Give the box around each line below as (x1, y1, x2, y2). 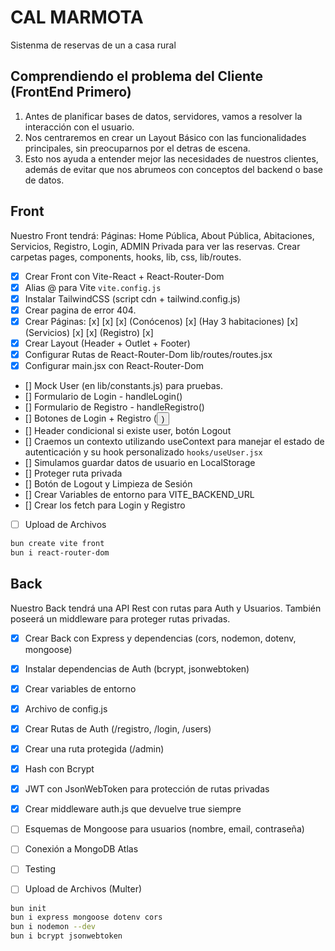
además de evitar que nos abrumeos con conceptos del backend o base (24, 163, 324, 175)
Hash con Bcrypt (24, 763, 95, 775)
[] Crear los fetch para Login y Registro (24, 499, 186, 511)
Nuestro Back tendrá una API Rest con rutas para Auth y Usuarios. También (10, 602, 322, 614)
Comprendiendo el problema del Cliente (10, 68, 264, 85)
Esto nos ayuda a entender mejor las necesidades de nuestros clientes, (24, 152, 319, 165)
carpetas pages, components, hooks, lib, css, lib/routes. (10, 251, 242, 263)
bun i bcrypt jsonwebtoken (10, 931, 123, 941)
